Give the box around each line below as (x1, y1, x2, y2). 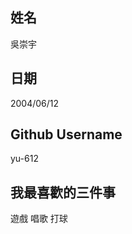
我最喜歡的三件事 (10, 184, 116, 201)
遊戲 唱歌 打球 (10, 213, 68, 225)
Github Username (10, 126, 123, 143)
